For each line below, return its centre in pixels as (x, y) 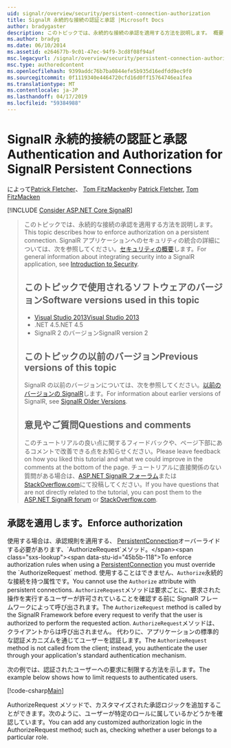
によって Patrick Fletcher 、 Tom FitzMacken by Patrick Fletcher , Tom (103, 189)
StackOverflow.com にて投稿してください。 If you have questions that (121, 485)
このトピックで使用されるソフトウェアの (110, 288)
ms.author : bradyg (33, 39)
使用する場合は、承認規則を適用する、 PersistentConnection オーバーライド (114, 541)
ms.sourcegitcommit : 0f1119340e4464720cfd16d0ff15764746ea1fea (100, 77)
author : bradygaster (37, 26)
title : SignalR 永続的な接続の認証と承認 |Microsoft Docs (86, 20)
